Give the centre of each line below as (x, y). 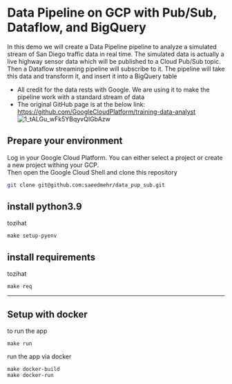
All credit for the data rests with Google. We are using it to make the (113, 89)
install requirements (51, 257)
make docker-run (30, 376)
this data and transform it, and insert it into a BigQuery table (92, 76)
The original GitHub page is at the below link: (81, 104)
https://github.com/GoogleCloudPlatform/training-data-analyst (106, 112)
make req (20, 287)
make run (20, 344)
